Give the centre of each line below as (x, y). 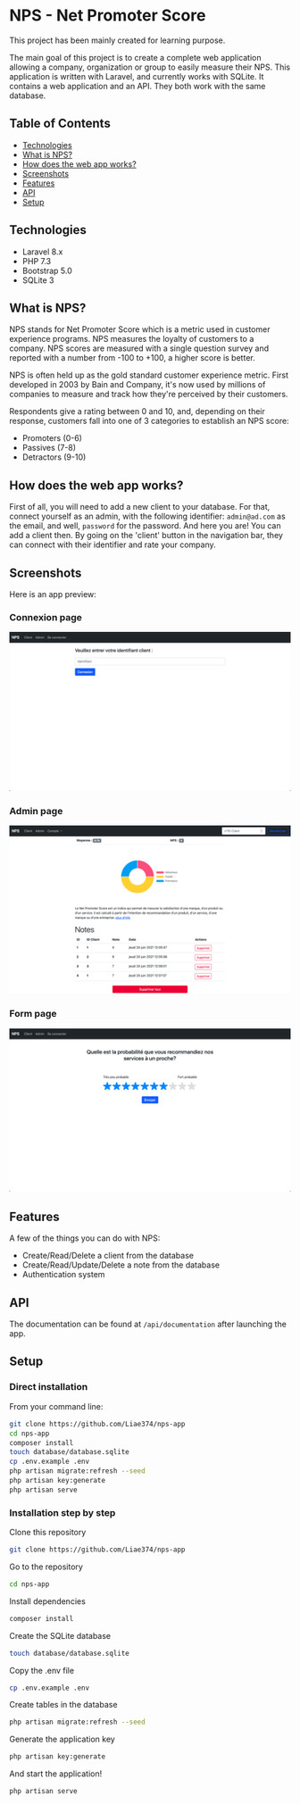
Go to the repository (46, 1567)
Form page (33, 1014)
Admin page (36, 811)
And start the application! (56, 1774)
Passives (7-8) (49, 448)
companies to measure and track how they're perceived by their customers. (149, 395)
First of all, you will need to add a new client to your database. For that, (140, 507)
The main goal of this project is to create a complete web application (135, 57)
